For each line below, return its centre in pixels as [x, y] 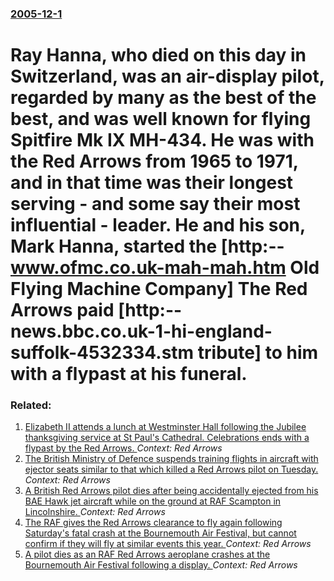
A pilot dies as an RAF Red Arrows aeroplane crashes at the [147, 554]
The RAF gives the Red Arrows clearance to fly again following [153, 523]
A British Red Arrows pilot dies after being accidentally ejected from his [171, 491]
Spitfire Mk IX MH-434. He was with [162, 140]
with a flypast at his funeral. [129, 374]
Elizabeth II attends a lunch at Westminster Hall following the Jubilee [165, 427]
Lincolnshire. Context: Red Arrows [95, 512]
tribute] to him [258, 353]
